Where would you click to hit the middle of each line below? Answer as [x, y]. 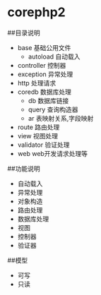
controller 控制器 [42, 65]
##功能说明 [24, 168]
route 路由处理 [38, 127]
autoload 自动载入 [54, 56]
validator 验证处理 [43, 145]
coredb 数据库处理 [44, 92]
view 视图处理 [38, 136]
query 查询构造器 [53, 109]
